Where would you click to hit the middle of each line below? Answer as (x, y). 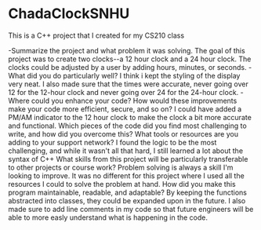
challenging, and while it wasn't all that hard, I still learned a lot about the (126, 151)
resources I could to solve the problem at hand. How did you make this (122, 184)
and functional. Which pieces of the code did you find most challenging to (127, 126)
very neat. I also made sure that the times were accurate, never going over (129, 84)
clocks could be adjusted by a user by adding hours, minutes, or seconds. (127, 67)
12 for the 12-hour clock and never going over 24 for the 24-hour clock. (123, 92)
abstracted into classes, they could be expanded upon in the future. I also (127, 200)
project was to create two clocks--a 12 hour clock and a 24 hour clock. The (130, 59)
